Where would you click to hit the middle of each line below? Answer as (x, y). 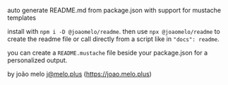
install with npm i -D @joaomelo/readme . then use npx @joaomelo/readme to (114, 32)
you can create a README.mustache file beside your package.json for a (108, 53)
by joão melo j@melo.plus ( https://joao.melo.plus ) (79, 74)
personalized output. (37, 60)
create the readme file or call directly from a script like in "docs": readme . (114, 39)
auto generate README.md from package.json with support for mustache (114, 10)
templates (22, 18)
